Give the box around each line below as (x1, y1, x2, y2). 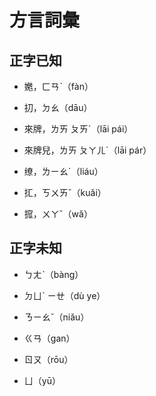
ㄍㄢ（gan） (23, 332, 76, 344)
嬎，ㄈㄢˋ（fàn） (23, 81, 94, 92)
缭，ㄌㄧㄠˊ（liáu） (23, 166, 104, 177)
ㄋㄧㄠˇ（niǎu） (23, 311, 90, 323)
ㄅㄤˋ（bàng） (23, 268, 84, 280)
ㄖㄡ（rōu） (23, 353, 74, 365)
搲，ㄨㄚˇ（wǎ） (23, 208, 93, 220)
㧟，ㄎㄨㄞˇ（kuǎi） (23, 187, 107, 198)
